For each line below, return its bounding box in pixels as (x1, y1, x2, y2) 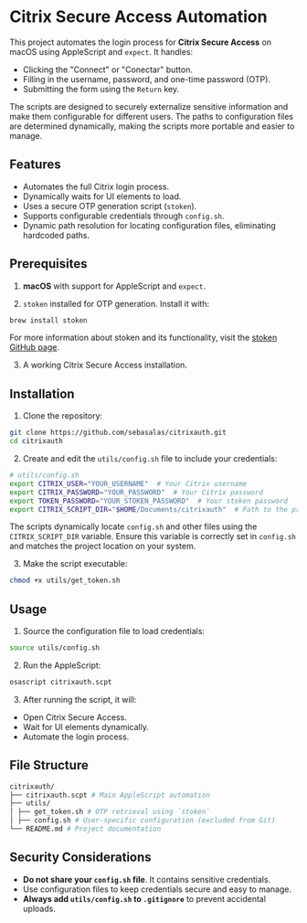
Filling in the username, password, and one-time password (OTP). (22, 73, 271, 84)
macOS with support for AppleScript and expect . (22, 281, 206, 292)
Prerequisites (9, 256, 88, 271)
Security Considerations (9, 850, 153, 865)
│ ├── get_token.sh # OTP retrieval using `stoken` (9, 807, 210, 817)
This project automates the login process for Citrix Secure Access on (9, 37, 272, 48)
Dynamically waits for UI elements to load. (22, 190, 182, 202)
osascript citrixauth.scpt (9, 677, 112, 686)
